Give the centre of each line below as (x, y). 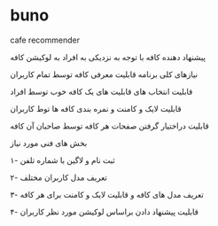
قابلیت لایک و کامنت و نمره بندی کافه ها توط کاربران (96, 108)
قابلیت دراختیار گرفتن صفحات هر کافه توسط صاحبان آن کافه (109, 126)
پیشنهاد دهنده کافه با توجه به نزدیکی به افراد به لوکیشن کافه (108, 57)
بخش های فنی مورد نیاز (49, 143)
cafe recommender (45, 40)
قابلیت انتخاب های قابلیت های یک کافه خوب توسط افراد (101, 91)
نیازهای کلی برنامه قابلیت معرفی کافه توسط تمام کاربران (104, 74)
